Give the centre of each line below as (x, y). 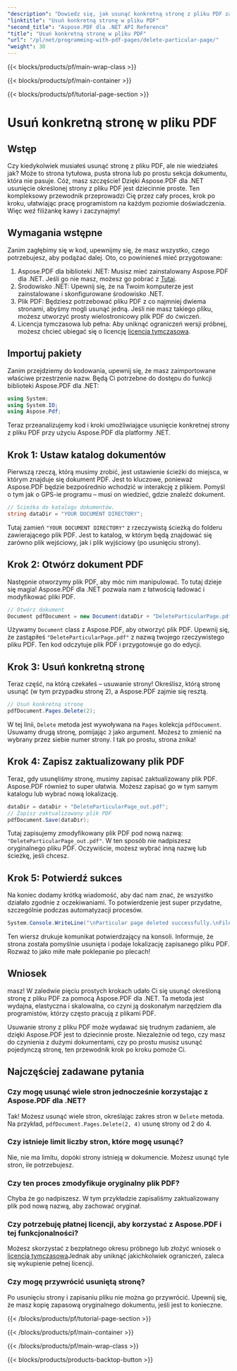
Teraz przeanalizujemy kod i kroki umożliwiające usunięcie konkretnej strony (119, 425)
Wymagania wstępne (55, 233)
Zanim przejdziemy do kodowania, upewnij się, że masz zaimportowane (112, 370)
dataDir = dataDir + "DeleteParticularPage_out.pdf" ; (88, 806)
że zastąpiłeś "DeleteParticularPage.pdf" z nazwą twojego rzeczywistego (116, 637)
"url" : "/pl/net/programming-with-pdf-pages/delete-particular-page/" (113, 40)
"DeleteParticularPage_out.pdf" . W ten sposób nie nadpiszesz (99, 841)
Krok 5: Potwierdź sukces (65, 878)
